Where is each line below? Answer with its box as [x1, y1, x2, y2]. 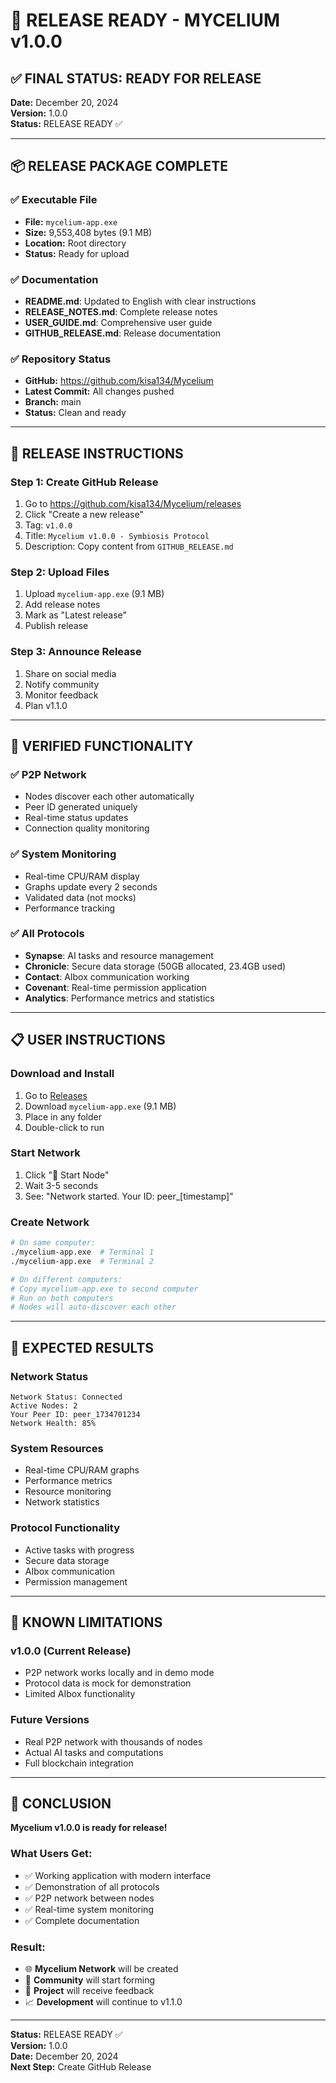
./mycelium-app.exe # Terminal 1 [10, 1247, 155, 1257]
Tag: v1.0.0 [24, 519, 73, 531]
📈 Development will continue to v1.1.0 [24, 1995, 183, 2008]
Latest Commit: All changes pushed [24, 385, 175, 398]
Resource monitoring [24, 1485, 112, 1498]
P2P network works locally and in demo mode [24, 1667, 215, 1679]
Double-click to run [24, 1121, 105, 1133]
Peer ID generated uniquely [24, 801, 138, 813]
